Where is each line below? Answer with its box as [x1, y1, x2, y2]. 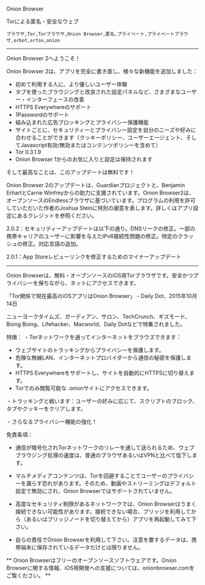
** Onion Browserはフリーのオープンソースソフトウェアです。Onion [6, 557, 177, 564]
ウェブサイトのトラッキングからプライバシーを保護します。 [15, 347, 165, 353]
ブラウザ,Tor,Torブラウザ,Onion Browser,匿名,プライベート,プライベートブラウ [6, 31, 189, 37]
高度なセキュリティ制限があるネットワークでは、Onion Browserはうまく [15, 500, 197, 508]
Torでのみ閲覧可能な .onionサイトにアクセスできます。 [15, 385, 153, 392]
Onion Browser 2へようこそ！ [6, 55, 81, 62]
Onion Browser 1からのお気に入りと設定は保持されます [15, 155, 153, 163]
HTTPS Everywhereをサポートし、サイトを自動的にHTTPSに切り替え [15, 369, 190, 377]
